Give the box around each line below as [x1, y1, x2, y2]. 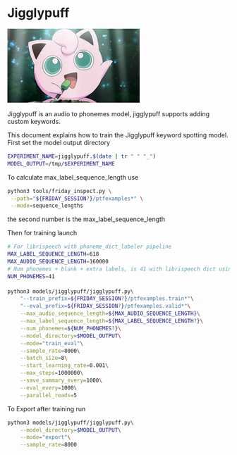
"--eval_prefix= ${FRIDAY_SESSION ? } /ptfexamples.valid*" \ [20, 303, 191, 310]
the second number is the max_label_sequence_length [7, 215, 166, 223]
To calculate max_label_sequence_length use [7, 173, 139, 181]
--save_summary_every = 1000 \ [20, 377, 102, 385]
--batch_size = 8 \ [20, 354, 68, 362]
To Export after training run [7, 404, 86, 413]
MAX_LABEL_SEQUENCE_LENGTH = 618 [7, 251, 99, 258]
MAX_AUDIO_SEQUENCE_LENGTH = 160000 [7, 258, 109, 266]
